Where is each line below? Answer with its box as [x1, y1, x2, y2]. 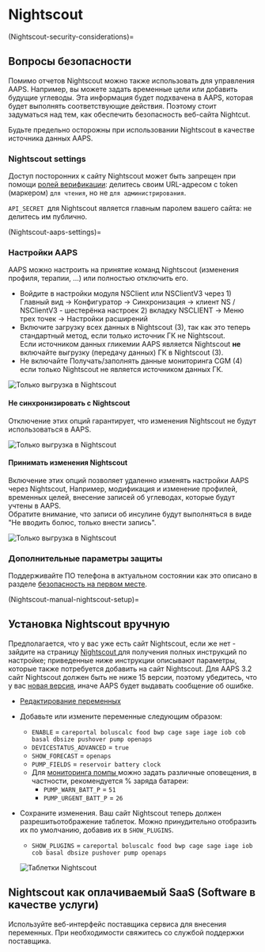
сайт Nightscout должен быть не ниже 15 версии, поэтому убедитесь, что [8, 672, 257, 681]
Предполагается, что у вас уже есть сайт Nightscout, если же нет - [8, 639, 236, 648]
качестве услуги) [8, 898, 99, 912]
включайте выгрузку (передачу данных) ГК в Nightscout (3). [19, 347, 224, 358]
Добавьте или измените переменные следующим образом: [19, 712, 223, 721]
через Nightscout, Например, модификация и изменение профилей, [8, 484, 238, 493]
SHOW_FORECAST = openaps [31, 750, 112, 760]
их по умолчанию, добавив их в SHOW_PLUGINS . [19, 825, 174, 835]
